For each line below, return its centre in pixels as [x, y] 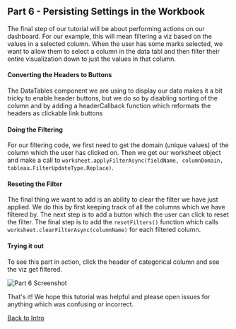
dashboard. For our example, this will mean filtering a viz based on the [110, 36]
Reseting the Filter [35, 184]
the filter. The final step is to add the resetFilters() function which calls [113, 222]
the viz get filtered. [35, 269]
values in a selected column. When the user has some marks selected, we [115, 44]
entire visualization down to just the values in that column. [92, 59]
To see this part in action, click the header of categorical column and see [113, 262]
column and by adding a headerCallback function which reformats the [109, 106]
